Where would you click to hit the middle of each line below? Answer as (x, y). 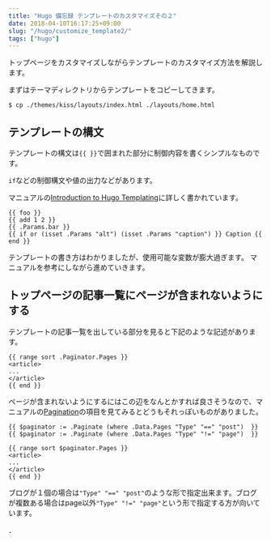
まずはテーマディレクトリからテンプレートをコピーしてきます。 (114, 90)
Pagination (61, 411)
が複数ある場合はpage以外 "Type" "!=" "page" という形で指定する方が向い (131, 502)
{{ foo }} (25, 213)
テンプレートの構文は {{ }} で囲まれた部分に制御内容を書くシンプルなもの (131, 153)
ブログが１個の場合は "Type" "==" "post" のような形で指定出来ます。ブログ (133, 492)
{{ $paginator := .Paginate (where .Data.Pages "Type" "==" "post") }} (133, 427)
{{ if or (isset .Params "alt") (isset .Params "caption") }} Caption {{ (135, 234)
